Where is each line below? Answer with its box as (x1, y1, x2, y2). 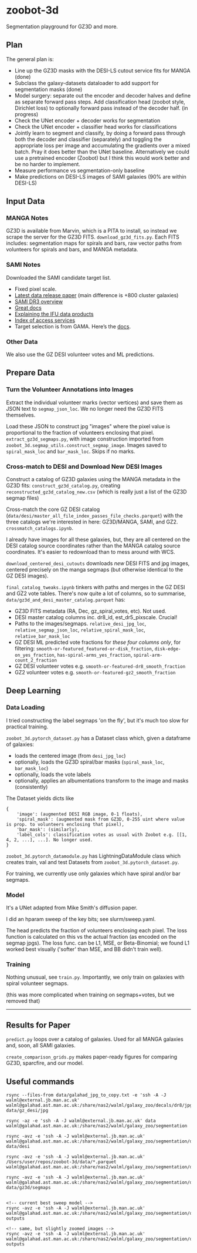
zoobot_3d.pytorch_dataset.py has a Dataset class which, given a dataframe (6, 734, 191, 741)
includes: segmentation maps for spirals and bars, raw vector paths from (6, 240, 182, 247)
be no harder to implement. (14, 160, 81, 167)
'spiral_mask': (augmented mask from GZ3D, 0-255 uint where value (16, 816, 185, 822)
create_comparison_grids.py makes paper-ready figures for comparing (6, 1053, 178, 1060)
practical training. (6, 723, 49, 730)
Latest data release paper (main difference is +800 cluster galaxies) (14, 291, 179, 298)
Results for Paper (6, 1020, 71, 1030)
